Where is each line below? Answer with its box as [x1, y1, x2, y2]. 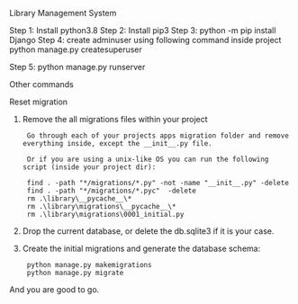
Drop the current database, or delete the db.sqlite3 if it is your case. [22, 226, 275, 237]
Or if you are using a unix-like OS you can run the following [26, 155, 269, 164]
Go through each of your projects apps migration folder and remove [26, 131, 290, 140]
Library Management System [9, 8, 117, 18]
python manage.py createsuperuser [9, 44, 142, 55]
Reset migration [9, 96, 68, 107]
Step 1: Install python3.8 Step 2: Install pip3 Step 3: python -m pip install [9, 25, 276, 35]
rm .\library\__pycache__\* [26, 194, 132, 203]
